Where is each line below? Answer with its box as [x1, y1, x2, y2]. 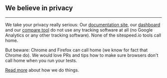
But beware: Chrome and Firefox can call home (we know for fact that [5, 47, 148, 53]
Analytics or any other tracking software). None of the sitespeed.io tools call [5, 32, 162, 38]
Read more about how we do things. [5, 67, 80, 73]
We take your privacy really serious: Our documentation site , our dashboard [5, 22, 161, 28]
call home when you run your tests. [5, 57, 78, 63]
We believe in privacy [5, 4, 73, 12]
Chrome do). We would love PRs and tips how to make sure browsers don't [5, 52, 159, 58]
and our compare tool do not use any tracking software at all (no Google [5, 27, 153, 33]
